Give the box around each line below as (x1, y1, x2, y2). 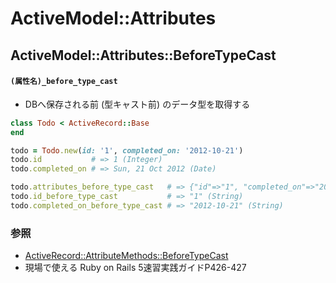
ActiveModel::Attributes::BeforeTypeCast (10, 47, 277, 64)
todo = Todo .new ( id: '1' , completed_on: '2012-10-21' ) (10, 145, 244, 156)
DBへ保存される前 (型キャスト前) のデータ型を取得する (24, 98, 251, 110)
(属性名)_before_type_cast (10, 77, 118, 87)
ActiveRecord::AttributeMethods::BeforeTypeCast (24, 250, 229, 262)
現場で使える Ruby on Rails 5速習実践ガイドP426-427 (24, 262, 247, 274)
